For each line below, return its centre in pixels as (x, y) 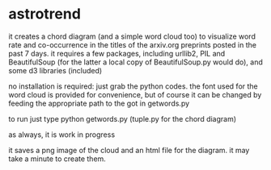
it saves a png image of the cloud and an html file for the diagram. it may (129, 150)
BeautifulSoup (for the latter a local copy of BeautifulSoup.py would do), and (135, 62)
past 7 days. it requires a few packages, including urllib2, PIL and (117, 53)
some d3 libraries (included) (55, 70)
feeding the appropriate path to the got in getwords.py (99, 103)
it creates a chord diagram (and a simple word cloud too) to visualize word (132, 36)
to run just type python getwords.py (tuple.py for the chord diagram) (123, 118)
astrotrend (44, 14)
